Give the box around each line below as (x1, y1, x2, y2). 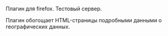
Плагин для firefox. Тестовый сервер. (5, 5, 102, 12)
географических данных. (5, 23, 70, 30)
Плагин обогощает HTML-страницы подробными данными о (5, 17, 162, 23)
